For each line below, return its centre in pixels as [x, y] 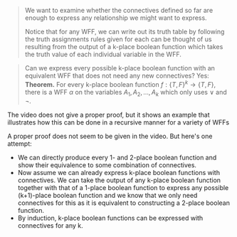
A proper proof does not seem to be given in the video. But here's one [110, 136]
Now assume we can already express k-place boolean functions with [119, 173]
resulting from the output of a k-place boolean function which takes [124, 47]
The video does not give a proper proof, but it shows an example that [109, 115]
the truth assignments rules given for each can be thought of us [118, 39]
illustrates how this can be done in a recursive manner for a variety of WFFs [118, 122]
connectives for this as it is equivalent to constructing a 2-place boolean [123, 203]
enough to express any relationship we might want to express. [116, 18]
